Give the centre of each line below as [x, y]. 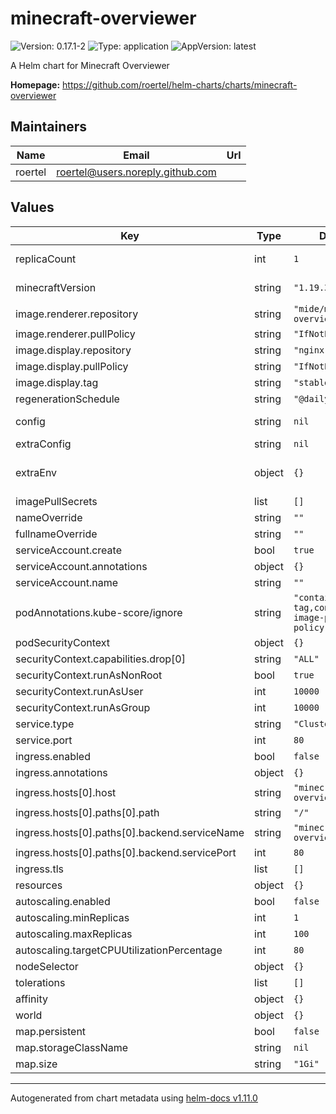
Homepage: [35, 84]
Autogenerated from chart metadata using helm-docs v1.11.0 [134, 1098]
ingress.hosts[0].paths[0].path [87, 812]
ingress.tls [39, 869]
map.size [36, 1064]
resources [39, 885]
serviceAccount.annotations [81, 566]
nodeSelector [47, 966]
